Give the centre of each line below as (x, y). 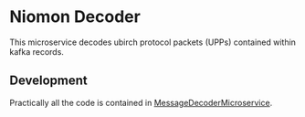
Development (49, 81)
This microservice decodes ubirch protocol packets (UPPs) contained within (153, 42)
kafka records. (37, 51)
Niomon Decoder (75, 17)
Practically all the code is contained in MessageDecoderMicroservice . (141, 102)
